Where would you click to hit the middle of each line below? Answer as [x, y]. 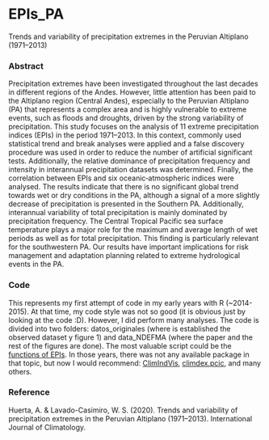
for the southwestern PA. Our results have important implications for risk [128, 247]
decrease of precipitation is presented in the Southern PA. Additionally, [126, 204]
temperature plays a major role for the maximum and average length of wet [133, 230]
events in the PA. [36, 264]
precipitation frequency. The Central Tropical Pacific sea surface [116, 221]
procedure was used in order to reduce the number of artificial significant [130, 152]
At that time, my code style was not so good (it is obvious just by [139, 311]
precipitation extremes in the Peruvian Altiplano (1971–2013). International [130, 418]
